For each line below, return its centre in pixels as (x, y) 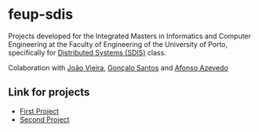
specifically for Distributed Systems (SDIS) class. (87, 52)
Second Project (44, 120)
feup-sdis (41, 14)
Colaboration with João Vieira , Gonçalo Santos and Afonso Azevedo (119, 67)
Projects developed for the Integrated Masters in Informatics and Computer (129, 36)
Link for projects (49, 93)
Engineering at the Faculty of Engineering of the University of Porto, (118, 44)
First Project (39, 111)
